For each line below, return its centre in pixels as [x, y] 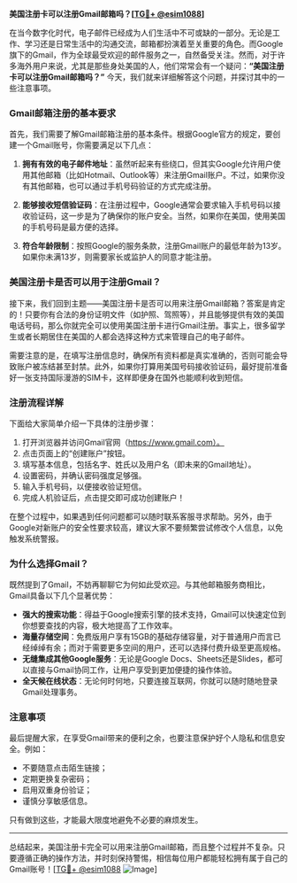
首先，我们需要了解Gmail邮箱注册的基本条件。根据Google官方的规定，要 [141, 134]
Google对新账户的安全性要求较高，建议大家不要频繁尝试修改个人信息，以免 [146, 527]
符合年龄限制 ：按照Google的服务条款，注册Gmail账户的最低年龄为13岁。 [154, 246]
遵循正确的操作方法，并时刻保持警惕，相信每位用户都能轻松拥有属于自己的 [152, 858]
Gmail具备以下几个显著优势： [62, 596]
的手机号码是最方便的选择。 [72, 227]
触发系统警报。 [36, 538]
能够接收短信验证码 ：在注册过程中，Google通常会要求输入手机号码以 [148, 205]
